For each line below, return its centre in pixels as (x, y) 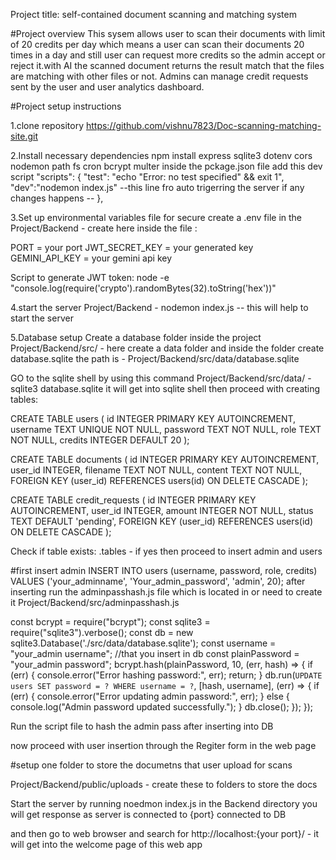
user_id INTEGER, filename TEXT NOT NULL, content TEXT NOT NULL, (156, 470)
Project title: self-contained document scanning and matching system (153, 14)
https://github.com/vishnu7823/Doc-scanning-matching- (203, 125)
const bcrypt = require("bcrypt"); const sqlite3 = (110, 622)
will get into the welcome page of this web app (106, 844)
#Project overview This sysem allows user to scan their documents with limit (168, 33)
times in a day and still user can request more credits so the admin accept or (168, 55)
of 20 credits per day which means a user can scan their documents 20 (157, 44)
